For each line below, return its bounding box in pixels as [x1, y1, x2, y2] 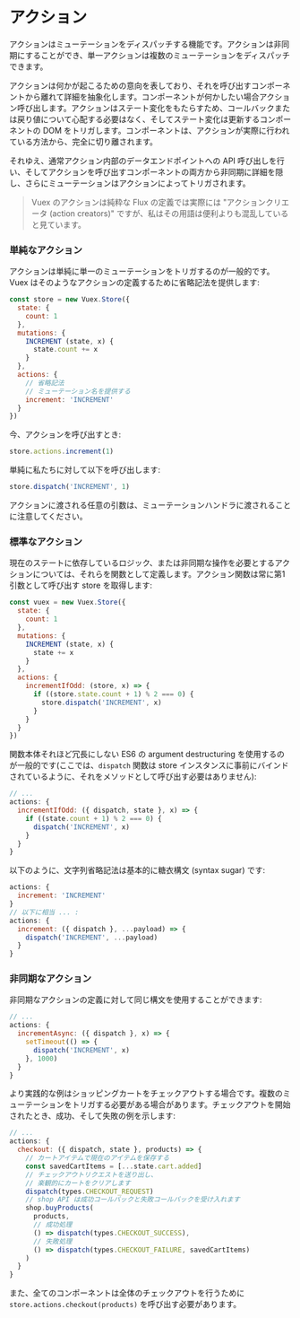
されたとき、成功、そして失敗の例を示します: [9, 1111, 176, 1122]
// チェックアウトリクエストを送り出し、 [25, 1170, 159, 1179]
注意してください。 [16, 511, 88, 522]
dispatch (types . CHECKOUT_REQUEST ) [25, 1187, 154, 1196]
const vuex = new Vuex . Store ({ [9, 598, 126, 607]
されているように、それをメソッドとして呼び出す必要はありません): [9, 772, 257, 782]
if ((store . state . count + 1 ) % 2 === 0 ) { [32, 690, 194, 699]
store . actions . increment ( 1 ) [9, 447, 115, 457]
